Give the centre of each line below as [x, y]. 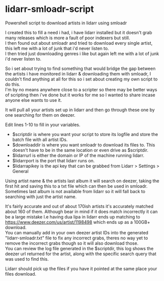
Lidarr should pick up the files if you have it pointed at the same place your [81, 269]
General [20, 171]
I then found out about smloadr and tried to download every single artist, [79, 43]
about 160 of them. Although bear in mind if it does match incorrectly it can [82, 211]
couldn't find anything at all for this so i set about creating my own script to [82, 79]
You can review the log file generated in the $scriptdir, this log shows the [80, 248]
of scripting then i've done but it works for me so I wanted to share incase [80, 95]
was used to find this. [27, 259]
